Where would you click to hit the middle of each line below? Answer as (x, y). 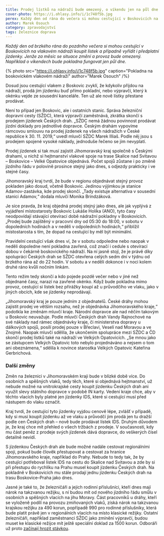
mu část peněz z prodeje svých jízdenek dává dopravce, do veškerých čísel (82, 432)
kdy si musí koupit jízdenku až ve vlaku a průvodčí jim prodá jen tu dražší (79, 417)
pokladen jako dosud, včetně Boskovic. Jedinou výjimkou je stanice (73, 186)
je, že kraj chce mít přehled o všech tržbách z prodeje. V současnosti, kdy (80, 427)
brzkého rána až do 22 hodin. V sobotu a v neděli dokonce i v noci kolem (79, 262)
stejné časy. (18, 171)
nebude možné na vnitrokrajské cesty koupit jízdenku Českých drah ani (77, 387)
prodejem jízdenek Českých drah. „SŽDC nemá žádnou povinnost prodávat (81, 121)
